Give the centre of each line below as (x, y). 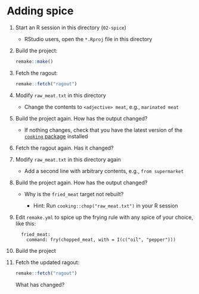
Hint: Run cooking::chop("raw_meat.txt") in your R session (105, 205)
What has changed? (40, 284)
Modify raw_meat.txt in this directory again (68, 159)
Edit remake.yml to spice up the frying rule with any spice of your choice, (104, 217)
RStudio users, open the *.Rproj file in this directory (88, 39)
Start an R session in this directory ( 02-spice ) (71, 27)
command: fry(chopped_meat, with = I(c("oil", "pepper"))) (101, 240)
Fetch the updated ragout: (47, 262)
